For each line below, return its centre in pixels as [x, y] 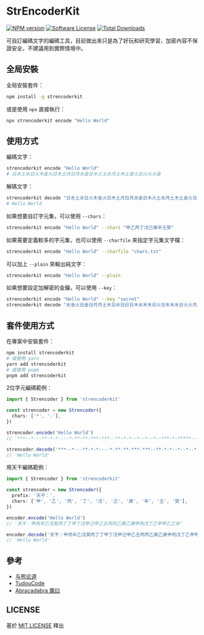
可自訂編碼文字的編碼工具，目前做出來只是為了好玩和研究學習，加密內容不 [99, 40]
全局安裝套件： [25, 85]
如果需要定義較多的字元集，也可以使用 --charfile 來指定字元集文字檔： [96, 240]
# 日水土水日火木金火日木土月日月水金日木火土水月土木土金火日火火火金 [83, 174]
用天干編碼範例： [28, 468]
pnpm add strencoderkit [36, 376]
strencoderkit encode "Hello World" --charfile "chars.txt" [84, 251]
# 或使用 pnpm [23, 370]
